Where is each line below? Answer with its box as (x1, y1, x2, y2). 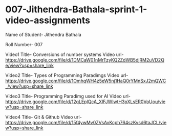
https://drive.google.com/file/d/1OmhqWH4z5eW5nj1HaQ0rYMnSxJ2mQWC (5, 77, 166, 84)
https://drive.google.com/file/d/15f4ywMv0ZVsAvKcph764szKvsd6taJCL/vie (5, 119, 167, 125)
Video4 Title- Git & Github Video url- (5, 114, 82, 120)
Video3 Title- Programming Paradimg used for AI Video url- (5, 93, 131, 99)
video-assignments (5, 14, 91, 26)
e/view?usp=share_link (5, 62, 54, 68)
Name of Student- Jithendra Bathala (5, 31, 82, 37)
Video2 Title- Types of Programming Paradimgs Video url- (5, 72, 128, 78)
